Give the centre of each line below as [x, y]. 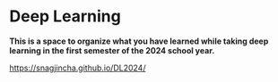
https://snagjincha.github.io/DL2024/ [78, 68]
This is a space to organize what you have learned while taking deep [139, 41]
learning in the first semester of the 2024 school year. [112, 50]
